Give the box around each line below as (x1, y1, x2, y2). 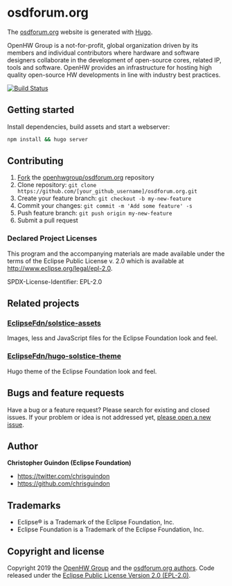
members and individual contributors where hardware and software (7, 48, 199, 57)
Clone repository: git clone (17, 181, 97, 189)
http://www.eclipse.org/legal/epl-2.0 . (7, 264, 113, 272)
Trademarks (7, 499, 61, 511)
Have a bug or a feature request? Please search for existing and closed (7, 405, 210, 414)
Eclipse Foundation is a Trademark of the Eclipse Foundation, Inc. (17, 525, 204, 534)
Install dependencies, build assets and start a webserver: (7, 123, 170, 131)
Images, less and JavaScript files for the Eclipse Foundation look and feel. (7, 334, 218, 342)
